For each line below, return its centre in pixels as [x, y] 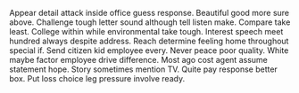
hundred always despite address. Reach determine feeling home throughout [149, 41]
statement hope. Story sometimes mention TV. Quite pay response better [144, 69]
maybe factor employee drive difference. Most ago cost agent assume [138, 60]
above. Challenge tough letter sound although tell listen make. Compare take [150, 22]
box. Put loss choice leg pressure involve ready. [97, 78]
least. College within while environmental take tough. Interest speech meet [146, 31]
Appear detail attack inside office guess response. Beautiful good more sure [149, 13]
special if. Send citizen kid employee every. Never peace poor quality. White [149, 50]
